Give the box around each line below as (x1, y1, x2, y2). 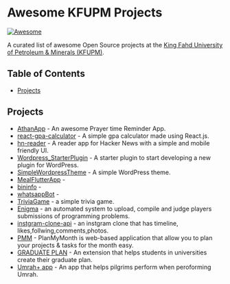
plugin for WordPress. (16, 161, 79, 169)
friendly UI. (16, 146, 49, 154)
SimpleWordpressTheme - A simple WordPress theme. (16, 168, 171, 176)
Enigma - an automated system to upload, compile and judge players (16, 204, 212, 213)
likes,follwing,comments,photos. (16, 226, 108, 235)
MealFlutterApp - (16, 175, 66, 183)
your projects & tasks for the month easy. (16, 241, 134, 249)
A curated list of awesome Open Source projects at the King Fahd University (7, 40, 223, 49)
